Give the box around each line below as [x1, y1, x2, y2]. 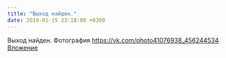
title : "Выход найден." [7, 10, 77, 17]
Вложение [7, 43, 39, 52]
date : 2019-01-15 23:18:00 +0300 [7, 17, 106, 24]
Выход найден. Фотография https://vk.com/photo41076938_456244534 [7, 36, 220, 44]
